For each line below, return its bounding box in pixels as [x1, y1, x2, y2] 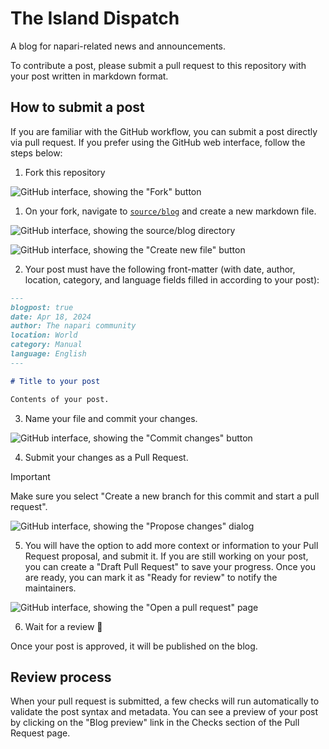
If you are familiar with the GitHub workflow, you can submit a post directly [10, 125, 318, 137]
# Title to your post [10, 376, 101, 386]
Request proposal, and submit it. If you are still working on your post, [24, 550, 309, 562]
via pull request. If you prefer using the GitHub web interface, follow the [10, 136, 306, 148]
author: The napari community [10, 321, 137, 331]
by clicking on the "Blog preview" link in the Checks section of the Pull [10, 717, 300, 729]
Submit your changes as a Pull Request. [24, 451, 189, 463]
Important [10, 470, 51, 482]
